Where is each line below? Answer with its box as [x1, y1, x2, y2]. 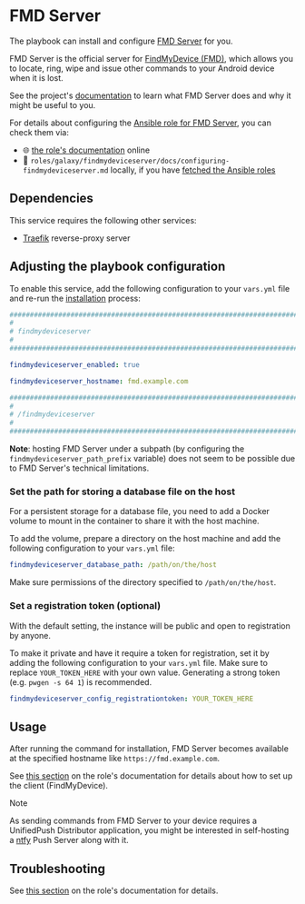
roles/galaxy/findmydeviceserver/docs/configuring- [30, 156, 230, 165]
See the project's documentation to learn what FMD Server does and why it [9, 90, 292, 101]
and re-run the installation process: [9, 293, 141, 303]
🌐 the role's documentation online [22, 144, 151, 155]
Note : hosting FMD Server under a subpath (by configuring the [9, 443, 245, 454]
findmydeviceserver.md [22, 165, 109, 175]
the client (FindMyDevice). [9, 780, 109, 791]
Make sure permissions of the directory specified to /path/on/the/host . [9, 577, 277, 588]
